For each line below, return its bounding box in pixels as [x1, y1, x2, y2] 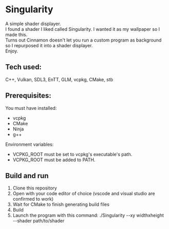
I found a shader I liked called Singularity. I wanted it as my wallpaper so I [5, 26, 160, 32]
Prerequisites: [5, 91, 51, 100]
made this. [5, 31, 28, 37]
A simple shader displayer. [5, 21, 61, 27]
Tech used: [5, 63, 42, 71]
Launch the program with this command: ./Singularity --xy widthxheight [12, 212, 164, 219]
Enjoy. [5, 48, 18, 54]
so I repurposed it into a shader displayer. [5, 42, 93, 48]
